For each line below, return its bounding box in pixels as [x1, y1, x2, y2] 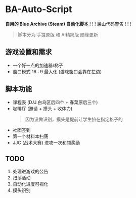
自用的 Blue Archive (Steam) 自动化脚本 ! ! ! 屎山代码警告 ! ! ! [5, 21, 131, 27]
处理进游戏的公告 [12, 168, 49, 175]
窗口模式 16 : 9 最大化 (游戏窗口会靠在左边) [12, 68, 102, 74]
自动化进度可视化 [12, 181, 49, 187]
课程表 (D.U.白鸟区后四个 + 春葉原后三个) [12, 99, 98, 105]
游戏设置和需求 [5, 48, 52, 57]
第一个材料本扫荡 [12, 133, 49, 139]
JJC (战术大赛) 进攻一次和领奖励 [12, 139, 80, 145]
